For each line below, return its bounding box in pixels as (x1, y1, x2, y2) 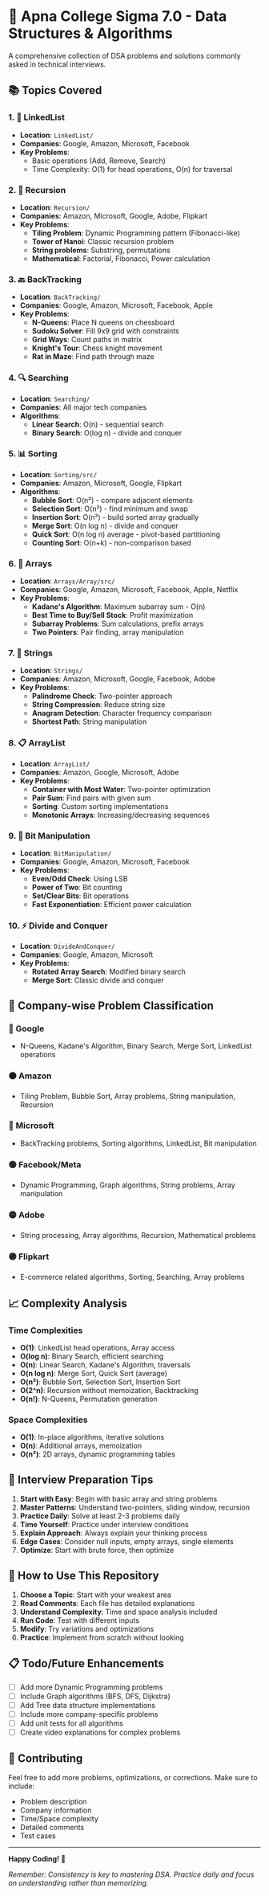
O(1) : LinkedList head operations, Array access (19, 1343, 175, 1353)
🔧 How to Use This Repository (8, 1568, 159, 1582)
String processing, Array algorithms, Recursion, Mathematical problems (19, 1231, 256, 1240)
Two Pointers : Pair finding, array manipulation (31, 627, 184, 637)
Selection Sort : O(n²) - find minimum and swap (31, 504, 188, 513)
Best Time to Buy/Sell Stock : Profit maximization (31, 611, 194, 620)
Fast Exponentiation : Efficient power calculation (31, 900, 192, 909)
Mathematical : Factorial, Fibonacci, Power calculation (31, 253, 211, 264)
